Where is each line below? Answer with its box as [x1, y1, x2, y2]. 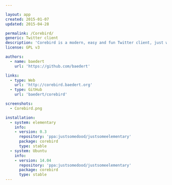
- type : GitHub [10, 87, 42, 92]
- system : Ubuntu [10, 148, 47, 153]
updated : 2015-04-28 [5, 21, 50, 27]
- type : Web [10, 78, 36, 83]
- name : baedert [10, 59, 45, 64]
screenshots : [5, 101, 33, 106]
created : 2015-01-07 [5, 16, 50, 22]
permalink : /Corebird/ [5, 31, 54, 36]
